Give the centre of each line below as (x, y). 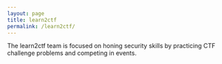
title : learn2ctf (32, 20)
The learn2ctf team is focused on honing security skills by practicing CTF (111, 46)
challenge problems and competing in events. (72, 53)
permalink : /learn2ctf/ (41, 26)
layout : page (26, 13)
